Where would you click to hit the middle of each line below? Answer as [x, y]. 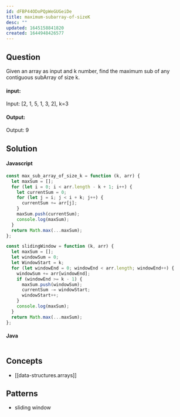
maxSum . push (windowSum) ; [52, 285]
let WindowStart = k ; [38, 263]
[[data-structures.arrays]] [45, 375]
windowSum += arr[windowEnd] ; [54, 274]
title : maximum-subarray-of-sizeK [48, 17]
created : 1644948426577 [35, 33]
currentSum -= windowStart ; [56, 290]
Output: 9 [18, 130]
